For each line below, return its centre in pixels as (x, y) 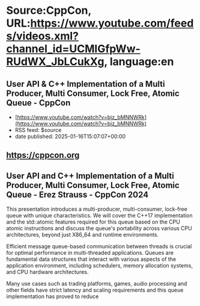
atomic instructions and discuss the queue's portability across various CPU (99, 228)
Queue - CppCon (38, 103)
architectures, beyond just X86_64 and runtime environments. (83, 235)
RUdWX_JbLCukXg (55, 62)
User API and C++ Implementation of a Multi (90, 176)
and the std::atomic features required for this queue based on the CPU (93, 222)
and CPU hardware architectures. (47, 272)
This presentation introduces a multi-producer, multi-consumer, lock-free (97, 209)
